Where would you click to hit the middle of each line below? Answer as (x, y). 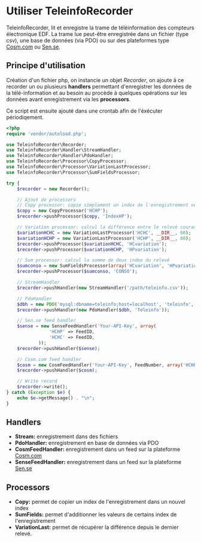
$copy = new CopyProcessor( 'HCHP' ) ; (63, 211)
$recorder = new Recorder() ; (53, 189)
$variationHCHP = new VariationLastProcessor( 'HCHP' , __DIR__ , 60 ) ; (104, 238)
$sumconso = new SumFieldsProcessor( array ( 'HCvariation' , (91, 266)
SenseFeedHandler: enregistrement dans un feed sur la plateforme (98, 462)
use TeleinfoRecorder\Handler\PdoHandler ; (60, 156)
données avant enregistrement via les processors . (68, 99)
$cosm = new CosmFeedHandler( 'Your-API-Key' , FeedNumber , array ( (100, 365)
